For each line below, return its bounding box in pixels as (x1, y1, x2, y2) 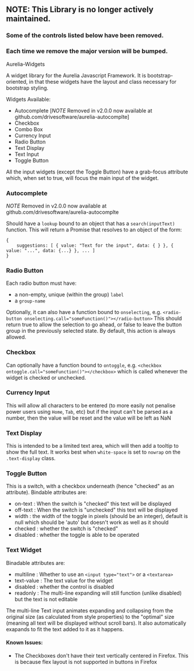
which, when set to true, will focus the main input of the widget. (6, 174, 159, 181)
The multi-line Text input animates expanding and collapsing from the (6, 607, 174, 614)
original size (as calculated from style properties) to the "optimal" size (6, 613, 175, 620)
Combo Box (14, 125, 43, 132)
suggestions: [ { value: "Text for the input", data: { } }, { (16, 243, 174, 248)
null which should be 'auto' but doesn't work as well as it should (14, 519, 169, 526)
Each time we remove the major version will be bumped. (6, 47, 168, 55)
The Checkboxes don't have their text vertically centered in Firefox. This (14, 652, 189, 659)
